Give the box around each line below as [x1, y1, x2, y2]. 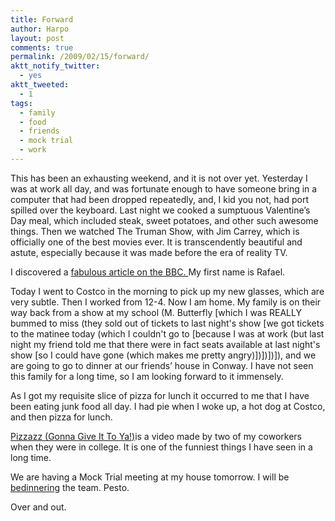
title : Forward [10, 14, 74, 25]
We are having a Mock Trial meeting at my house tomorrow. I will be [10, 471, 290, 483]
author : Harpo [10, 24, 70, 34]
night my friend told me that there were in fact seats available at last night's [10, 338, 321, 350]
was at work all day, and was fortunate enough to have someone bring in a [10, 182, 318, 195]
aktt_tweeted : [10, 80, 70, 90]
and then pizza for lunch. [10, 411, 113, 423]
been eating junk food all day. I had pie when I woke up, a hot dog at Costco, [10, 400, 326, 412]
